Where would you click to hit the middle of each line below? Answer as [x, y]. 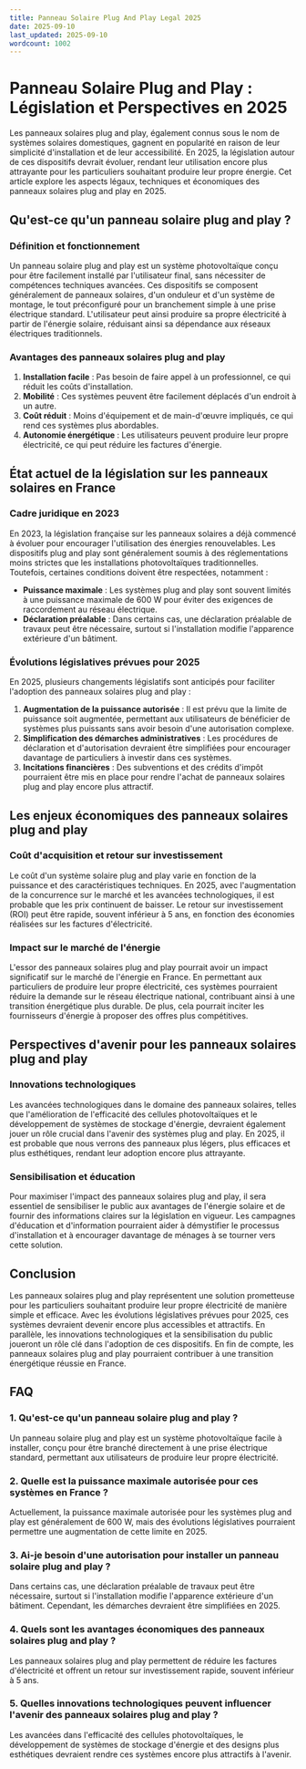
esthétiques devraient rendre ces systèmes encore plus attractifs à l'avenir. [151, 1754]
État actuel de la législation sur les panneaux [139, 474]
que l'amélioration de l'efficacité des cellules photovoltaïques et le [133, 1114]
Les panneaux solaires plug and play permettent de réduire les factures [143, 1660]
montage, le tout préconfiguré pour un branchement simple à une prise [143, 304]
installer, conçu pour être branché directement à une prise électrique [138, 1447]
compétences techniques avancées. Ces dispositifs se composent [134, 284]
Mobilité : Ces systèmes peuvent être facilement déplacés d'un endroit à [159, 397]
